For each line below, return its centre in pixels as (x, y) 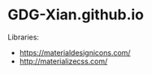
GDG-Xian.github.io (76, 15)
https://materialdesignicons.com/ (75, 52)
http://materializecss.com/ (63, 61)
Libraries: (24, 37)
